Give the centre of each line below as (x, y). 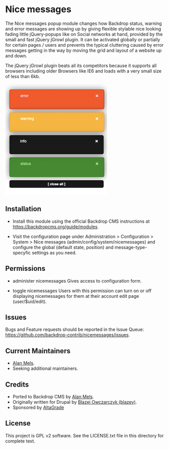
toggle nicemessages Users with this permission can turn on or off (82, 291)
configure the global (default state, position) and (63, 247)
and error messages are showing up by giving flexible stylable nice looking (83, 28)
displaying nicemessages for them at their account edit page (76, 296)
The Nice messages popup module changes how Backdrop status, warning (83, 23)
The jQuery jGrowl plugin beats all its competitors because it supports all (81, 65)
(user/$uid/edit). (30, 301)
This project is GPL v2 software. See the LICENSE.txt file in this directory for (85, 435)
